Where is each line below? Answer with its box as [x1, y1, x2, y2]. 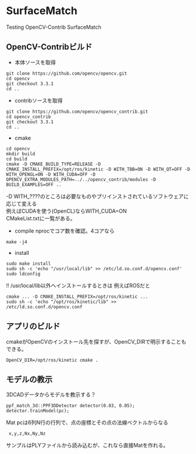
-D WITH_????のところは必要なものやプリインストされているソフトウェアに [6, 193, 189, 200]
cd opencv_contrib [6, 113, 51, 120]
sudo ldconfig [6, 271, 41, 277]
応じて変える [6, 200, 37, 207]
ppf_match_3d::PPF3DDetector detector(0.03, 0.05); [6, 403, 135, 409]
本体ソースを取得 [14, 59, 56, 66]
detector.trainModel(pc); [6, 408, 69, 414]
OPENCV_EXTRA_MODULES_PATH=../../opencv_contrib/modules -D [6, 176, 157, 183]
